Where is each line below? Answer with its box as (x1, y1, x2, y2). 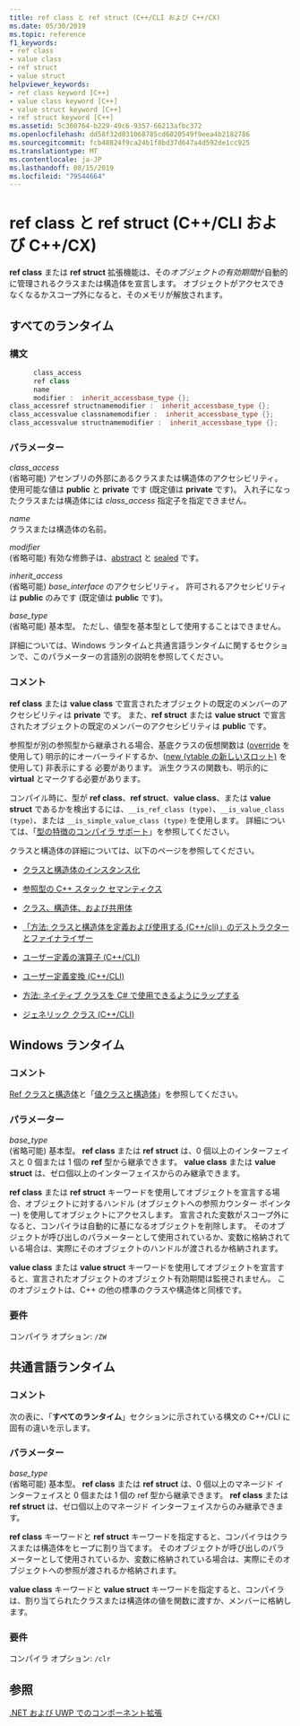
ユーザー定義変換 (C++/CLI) (21, 970, 125, 981)
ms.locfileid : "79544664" (9, 171, 106, 180)
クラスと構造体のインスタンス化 (21, 863, 141, 875)
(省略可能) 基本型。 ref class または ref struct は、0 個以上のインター (9, 1145, 266, 1156)
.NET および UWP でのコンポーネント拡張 (9, 1707, 163, 1718)
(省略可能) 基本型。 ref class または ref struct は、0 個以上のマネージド (9, 1478, 275, 1489)
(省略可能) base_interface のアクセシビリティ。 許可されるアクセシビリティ (9, 581, 287, 592)
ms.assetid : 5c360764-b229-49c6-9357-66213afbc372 (9, 122, 202, 131)
